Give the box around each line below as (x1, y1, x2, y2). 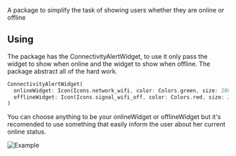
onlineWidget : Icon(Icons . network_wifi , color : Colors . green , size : (13, 87, 218, 94)
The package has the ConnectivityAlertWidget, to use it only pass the (7, 52, 208, 60)
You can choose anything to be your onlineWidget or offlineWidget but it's (7, 113, 221, 121)
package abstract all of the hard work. (7, 66, 118, 76)
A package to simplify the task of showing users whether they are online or (7, 6, 225, 14)
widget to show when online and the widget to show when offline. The (7, 59, 211, 68)
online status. (7, 127, 46, 136)
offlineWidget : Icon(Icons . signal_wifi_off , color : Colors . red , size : (13, 94, 225, 101)
